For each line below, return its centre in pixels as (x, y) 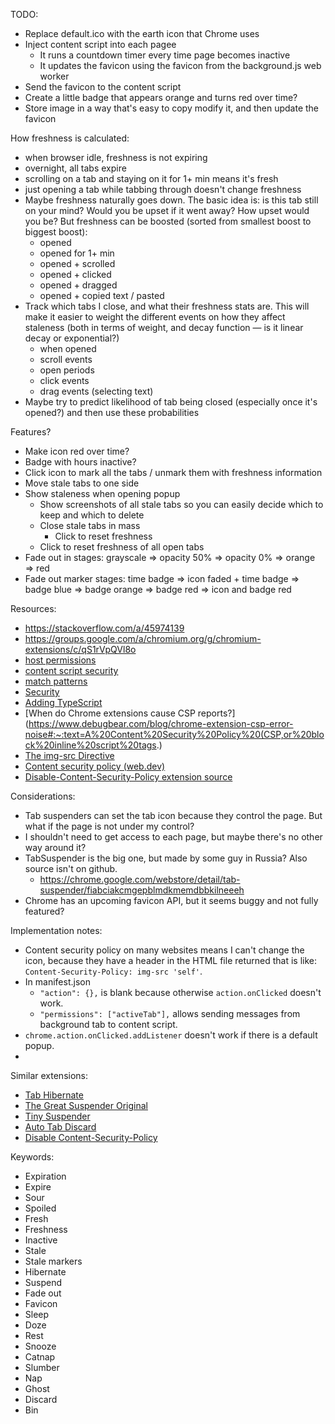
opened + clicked (75, 274)
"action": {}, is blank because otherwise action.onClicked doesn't (180, 992)
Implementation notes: (56, 930)
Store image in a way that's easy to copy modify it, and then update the (171, 108)
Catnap (40, 1357)
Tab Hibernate (54, 1095)
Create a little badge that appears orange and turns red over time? (161, 97)
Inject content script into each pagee (100, 44)
